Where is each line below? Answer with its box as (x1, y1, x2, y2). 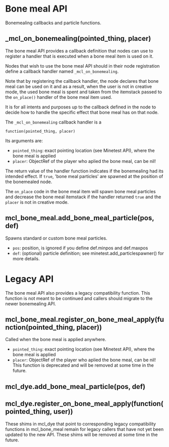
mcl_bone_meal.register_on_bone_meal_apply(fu (5, 315, 164, 323)
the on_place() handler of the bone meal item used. (5, 94, 112, 100)
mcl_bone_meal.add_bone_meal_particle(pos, (5, 214, 154, 222)
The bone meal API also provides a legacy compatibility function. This (5, 290, 150, 296)
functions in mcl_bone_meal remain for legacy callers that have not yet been (5, 426, 164, 432)
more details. (12, 255, 40, 261)
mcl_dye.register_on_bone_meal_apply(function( (5, 400, 164, 408)
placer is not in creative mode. (5, 199, 69, 205)
